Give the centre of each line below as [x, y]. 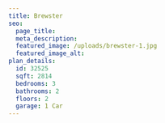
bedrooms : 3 [36, 83]
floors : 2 [32, 99]
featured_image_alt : [50, 53]
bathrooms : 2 [38, 91]
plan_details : [32, 61]
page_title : [36, 31]
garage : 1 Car [39, 106]
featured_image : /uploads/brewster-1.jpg [87, 46]
